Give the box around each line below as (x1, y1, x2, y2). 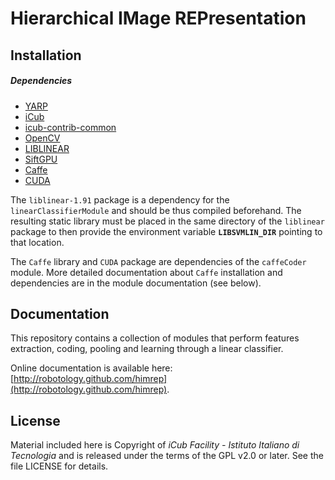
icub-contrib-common (24, 121, 117, 133)
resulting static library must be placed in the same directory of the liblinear (10, 215, 325, 227)
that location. (10, 236, 65, 248)
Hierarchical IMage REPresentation (10, 7, 307, 30)
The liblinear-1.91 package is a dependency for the (10, 193, 230, 206)
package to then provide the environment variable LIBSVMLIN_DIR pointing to (10, 225, 323, 237)
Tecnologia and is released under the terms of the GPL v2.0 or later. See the (10, 450, 324, 462)
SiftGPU (24, 153, 58, 165)
